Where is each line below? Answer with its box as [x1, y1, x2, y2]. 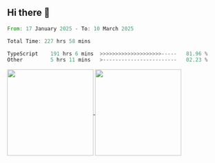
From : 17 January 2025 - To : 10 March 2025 [7, 25, 134, 32]
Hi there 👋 [7, 7, 50, 19]
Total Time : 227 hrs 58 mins [7, 37, 91, 45]
